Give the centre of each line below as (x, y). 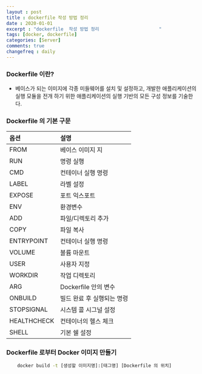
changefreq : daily (31, 52)
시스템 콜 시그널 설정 (88, 310)
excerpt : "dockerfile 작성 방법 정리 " (84, 29)
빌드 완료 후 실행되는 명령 (94, 298)
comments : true (25, 46)
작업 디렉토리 (78, 276)
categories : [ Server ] (34, 40)
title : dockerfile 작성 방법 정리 (47, 18)
